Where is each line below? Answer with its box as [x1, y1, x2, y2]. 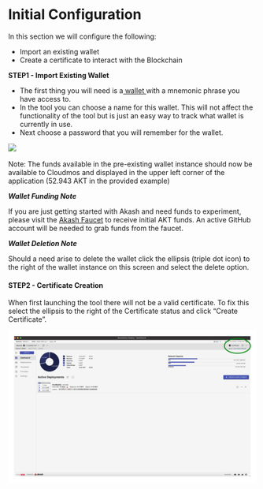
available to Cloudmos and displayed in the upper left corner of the [8, 167, 225, 177]
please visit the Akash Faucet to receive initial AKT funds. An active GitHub [8, 215, 251, 224]
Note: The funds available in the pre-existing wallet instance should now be [8, 159, 253, 169]
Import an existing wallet [19, 47, 100, 56]
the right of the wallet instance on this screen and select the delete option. [8, 262, 250, 271]
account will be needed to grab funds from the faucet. [8, 223, 183, 233]
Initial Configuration [8, 6, 142, 24]
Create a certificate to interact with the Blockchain [19, 55, 183, 65]
